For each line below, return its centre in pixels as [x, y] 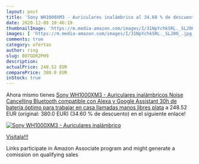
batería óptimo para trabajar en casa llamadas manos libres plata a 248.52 [97, 108]
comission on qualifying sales [42, 154]
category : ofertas [29, 45]
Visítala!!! [17, 137]
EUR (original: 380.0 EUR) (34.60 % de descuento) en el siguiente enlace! [96, 114]
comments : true [25, 39]
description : [22, 61]
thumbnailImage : [26, 28]
